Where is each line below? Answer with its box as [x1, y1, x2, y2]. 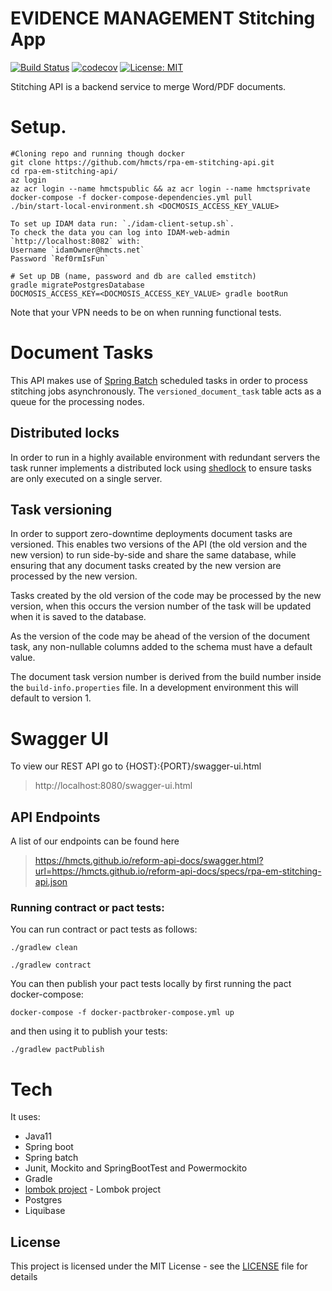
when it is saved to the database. [10, 611, 147, 623]
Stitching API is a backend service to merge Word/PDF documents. [10, 80, 287, 92]
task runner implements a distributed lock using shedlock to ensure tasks [10, 462, 312, 474]
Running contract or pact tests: [10, 901, 165, 915]
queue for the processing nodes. [10, 395, 145, 407]
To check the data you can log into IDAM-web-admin [10, 227, 230, 237]
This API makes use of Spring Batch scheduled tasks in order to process [10, 374, 308, 386]
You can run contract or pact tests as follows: [10, 923, 198, 936]
